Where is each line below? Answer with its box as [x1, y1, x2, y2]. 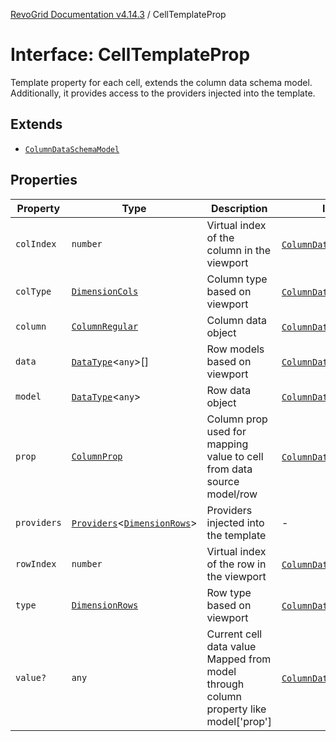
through [206, 677, 245, 691]
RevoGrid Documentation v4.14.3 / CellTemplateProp [10, 9, 227, 20]
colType [15, 285, 52, 297]
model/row [206, 487, 258, 501]
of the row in [206, 557, 267, 571]
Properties [10, 172, 78, 189]
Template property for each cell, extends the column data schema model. [10, 76, 313, 88]
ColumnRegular [71, 320, 139, 332]
